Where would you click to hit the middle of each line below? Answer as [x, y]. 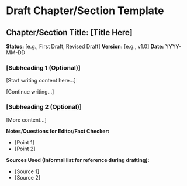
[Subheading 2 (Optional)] [44, 107]
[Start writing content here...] [41, 81]
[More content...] [26, 120]
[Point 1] [25, 142]
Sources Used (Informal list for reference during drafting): [78, 160]
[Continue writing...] [30, 92]
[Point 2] [25, 149]
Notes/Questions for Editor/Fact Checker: [58, 131]
